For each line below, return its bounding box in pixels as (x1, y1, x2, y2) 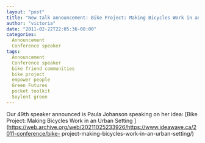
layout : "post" (6, 9, 45, 15)
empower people (12, 77, 51, 83)
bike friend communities (12, 65, 75, 72)
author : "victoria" (6, 20, 56, 26)
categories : (6, 32, 37, 38)
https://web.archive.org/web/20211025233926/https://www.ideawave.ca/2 (8, 123, 197, 131)
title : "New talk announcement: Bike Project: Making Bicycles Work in (6, 15, 192, 21)
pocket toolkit (12, 88, 51, 94)
